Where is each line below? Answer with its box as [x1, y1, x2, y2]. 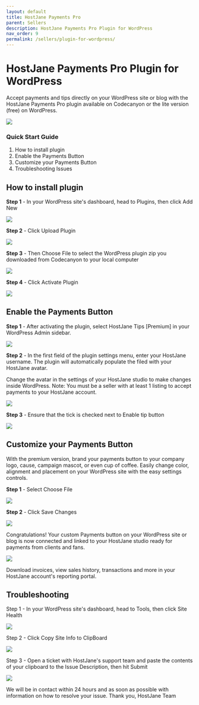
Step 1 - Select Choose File [6, 485, 73, 493]
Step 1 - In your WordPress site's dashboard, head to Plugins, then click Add [6, 198, 193, 206]
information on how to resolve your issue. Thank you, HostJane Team [6, 693, 176, 700]
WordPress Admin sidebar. [6, 329, 71, 336]
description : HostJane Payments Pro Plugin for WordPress [6, 25, 153, 31]
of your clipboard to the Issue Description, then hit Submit [6, 663, 148, 671]
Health [6, 612, 23, 619]
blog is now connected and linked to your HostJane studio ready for [6, 537, 173, 544]
